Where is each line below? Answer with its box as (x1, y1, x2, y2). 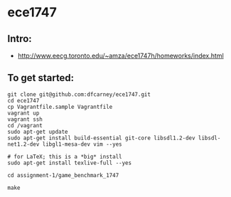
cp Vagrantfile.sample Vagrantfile (7, 103, 113, 110)
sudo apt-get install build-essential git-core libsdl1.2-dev (7, 134, 195, 142)
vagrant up (7, 110, 40, 117)
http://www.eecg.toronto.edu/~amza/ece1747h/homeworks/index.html (17, 51, 224, 60)
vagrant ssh (7, 115, 43, 123)
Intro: (7, 33, 32, 45)
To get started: (7, 72, 75, 84)
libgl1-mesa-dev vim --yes (42, 140, 122, 148)
